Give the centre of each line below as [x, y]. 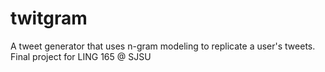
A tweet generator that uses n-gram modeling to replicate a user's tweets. [163, 46]
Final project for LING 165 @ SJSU [81, 56]
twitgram [49, 18]
